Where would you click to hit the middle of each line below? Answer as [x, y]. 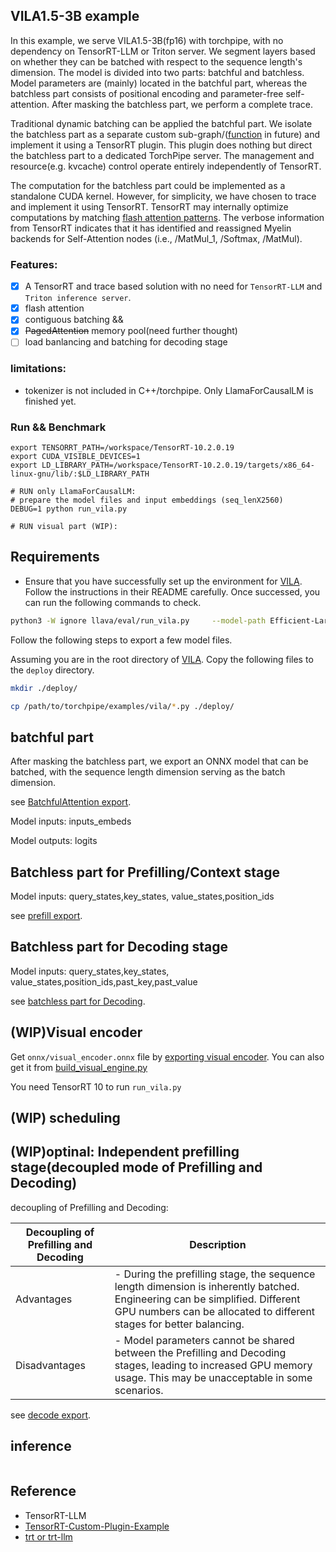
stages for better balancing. [179, 1324]
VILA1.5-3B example [75, 16]
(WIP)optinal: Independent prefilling [125, 1152]
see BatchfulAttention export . [71, 802]
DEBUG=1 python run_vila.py [69, 509]
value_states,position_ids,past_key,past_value [104, 981]
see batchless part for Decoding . [78, 1001]
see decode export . [51, 1415]
